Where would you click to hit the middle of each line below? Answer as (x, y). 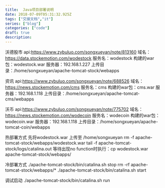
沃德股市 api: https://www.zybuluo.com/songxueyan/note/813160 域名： (78, 52)
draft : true (17, 33)
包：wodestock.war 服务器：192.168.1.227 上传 (53, 64)
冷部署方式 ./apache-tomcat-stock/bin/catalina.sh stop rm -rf (67, 164)
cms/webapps (20, 99)
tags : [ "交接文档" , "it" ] (29, 19)
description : (19, 38)
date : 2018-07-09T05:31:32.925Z (38, 14)
